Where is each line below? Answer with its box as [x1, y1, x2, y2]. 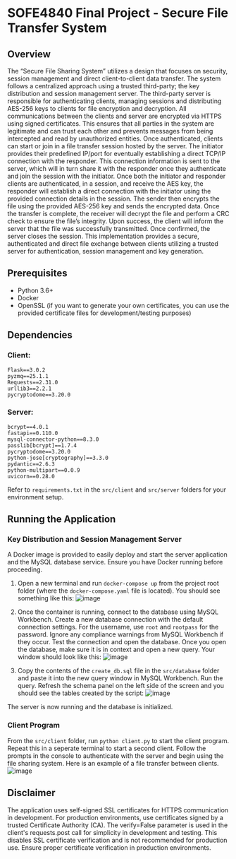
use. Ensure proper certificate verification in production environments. [7, 843, 211, 852]
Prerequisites [7, 267, 68, 280]
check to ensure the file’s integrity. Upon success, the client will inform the [7, 217, 224, 225]
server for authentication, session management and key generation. [7, 247, 204, 255]
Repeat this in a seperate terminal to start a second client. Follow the [7, 744, 206, 752]
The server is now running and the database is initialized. [7, 703, 173, 711]
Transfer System [7, 20, 107, 36]
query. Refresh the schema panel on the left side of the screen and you [17, 682, 224, 690]
